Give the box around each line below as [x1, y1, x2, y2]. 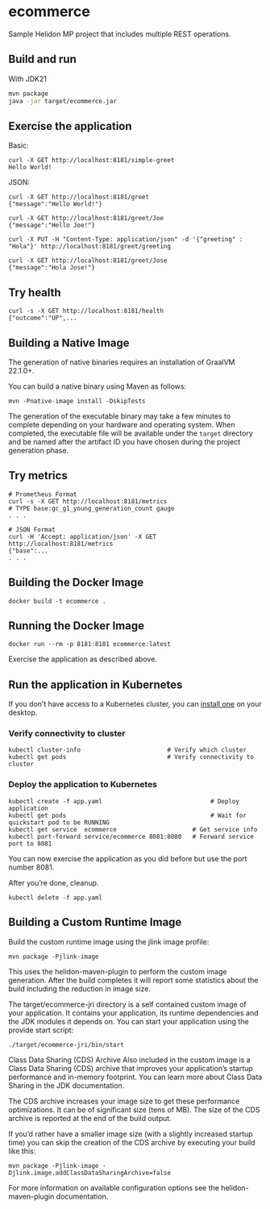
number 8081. [8, 862, 55, 872]
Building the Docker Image [8, 576, 144, 590]
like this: [8, 1146, 36, 1156]
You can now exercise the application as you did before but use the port [8, 853, 247, 863]
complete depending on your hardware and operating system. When [8, 419, 235, 429]
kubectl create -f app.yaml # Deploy [8, 797, 240, 805]
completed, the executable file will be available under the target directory [8, 428, 254, 438]
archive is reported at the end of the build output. [8, 1113, 172, 1123]
